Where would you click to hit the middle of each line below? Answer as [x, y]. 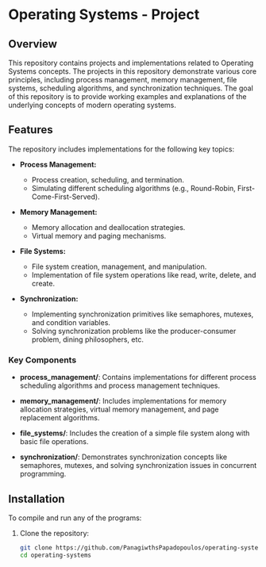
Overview [33, 44]
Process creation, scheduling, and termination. [108, 179]
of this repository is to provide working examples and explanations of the [127, 96]
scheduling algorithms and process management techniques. [120, 385]
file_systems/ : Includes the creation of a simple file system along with [135, 433]
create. [43, 283]
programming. [43, 474]
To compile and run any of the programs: [75, 518]
